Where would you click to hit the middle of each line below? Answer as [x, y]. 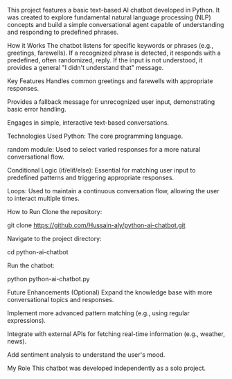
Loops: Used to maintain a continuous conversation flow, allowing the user [113, 191]
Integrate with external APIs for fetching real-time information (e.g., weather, [116, 334]
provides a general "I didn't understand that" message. [86, 68]
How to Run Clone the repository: [55, 212]
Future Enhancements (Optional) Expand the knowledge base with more [110, 292]
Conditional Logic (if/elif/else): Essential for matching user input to [101, 170]
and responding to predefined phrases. [63, 32]
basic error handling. [37, 109]
